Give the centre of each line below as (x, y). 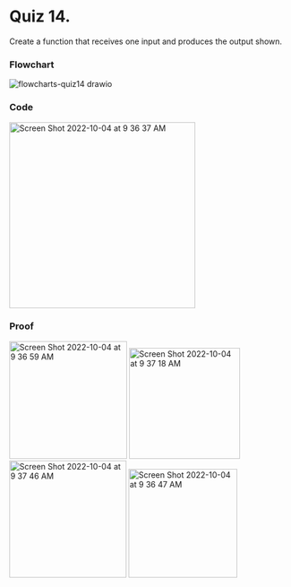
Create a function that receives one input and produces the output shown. (146, 41)
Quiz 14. (40, 17)
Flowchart (32, 65)
